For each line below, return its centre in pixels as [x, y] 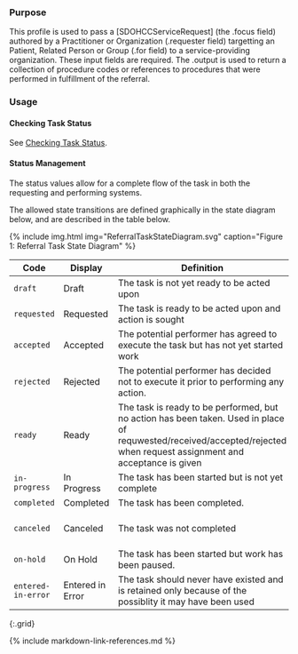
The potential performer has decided [195, 371]
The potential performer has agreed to [198, 333]
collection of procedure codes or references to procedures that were [135, 69]
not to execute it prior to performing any [201, 381]
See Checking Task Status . [59, 143]
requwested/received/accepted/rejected [203, 440]
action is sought [151, 319]
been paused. [147, 564]
